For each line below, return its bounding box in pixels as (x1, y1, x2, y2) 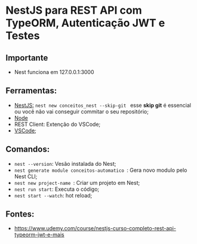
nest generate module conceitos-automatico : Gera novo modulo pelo (14, 166, 187, 174)
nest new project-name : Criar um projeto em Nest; (14, 179, 140, 186)
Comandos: (5, 144, 50, 155)
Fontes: (5, 209, 35, 220)
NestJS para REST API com (5, 4, 142, 17)
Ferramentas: (5, 86, 57, 96)
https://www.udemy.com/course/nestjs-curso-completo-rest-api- (14, 225, 177, 232)
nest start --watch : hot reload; (14, 192, 93, 199)
